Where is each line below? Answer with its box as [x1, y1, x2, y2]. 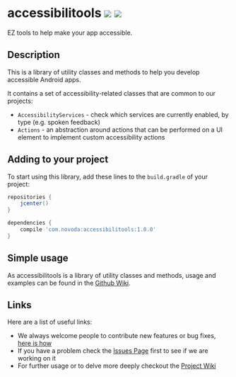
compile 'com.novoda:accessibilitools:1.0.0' [20, 226, 157, 233]
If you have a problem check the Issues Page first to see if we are [17, 347, 208, 355]
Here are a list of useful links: [7, 317, 93, 327]
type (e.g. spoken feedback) [17, 118, 101, 126]
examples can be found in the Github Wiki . [7, 278, 131, 287]
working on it [17, 354, 57, 363]
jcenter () [20, 200, 49, 207]
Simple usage [7, 252, 69, 264]
